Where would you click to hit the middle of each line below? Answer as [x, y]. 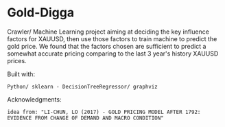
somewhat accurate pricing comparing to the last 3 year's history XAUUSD [113, 54]
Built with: [21, 74]
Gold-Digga [40, 13]
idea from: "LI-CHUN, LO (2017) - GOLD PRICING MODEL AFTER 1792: [104, 112]
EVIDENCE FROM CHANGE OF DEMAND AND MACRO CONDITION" [86, 118]
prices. [17, 60]
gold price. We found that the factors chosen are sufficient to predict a [107, 46]
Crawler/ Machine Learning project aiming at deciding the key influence [108, 32]
